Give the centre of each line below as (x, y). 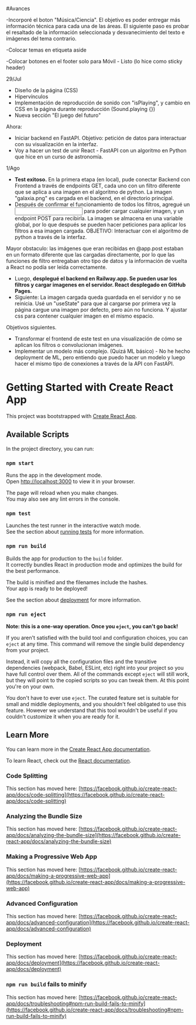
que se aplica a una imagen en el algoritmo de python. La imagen (93, 192)
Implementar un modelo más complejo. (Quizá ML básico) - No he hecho (102, 351)
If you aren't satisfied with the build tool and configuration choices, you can (97, 638)
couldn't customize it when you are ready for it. (63, 716)
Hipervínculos (31, 97)
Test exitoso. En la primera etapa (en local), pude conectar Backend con (102, 179)
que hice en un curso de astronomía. (59, 157)
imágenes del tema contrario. (42, 38)
